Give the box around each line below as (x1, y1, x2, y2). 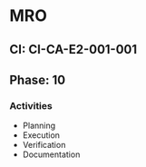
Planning (22, 120, 56, 132)
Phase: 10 (9, 72, 66, 87)
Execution (22, 130, 61, 141)
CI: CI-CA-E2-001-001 (9, 42, 138, 57)
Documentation (22, 149, 81, 160)
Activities (9, 99, 53, 112)
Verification (22, 140, 66, 151)
